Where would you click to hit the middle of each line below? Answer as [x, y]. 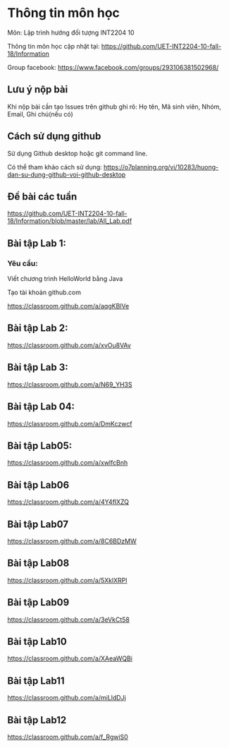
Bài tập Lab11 [36, 681]
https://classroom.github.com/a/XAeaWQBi [70, 658]
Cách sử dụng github [54, 137]
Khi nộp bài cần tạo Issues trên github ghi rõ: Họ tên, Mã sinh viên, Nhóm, [114, 107]
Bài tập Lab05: [40, 446]
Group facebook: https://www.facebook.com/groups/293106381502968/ [113, 67]
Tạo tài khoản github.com [44, 292]
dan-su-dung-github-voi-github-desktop [67, 174]
